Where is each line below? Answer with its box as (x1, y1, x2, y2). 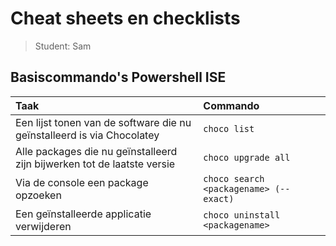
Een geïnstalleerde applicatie (15, 207, 152, 221)
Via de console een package (15, 175, 149, 189)
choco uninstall (203, 209, 281, 221)
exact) (203, 193, 235, 204)
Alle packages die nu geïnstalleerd (15, 144, 178, 158)
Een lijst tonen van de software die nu (15, 115, 192, 129)
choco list (203, 123, 255, 134)
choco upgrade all (203, 152, 291, 163)
